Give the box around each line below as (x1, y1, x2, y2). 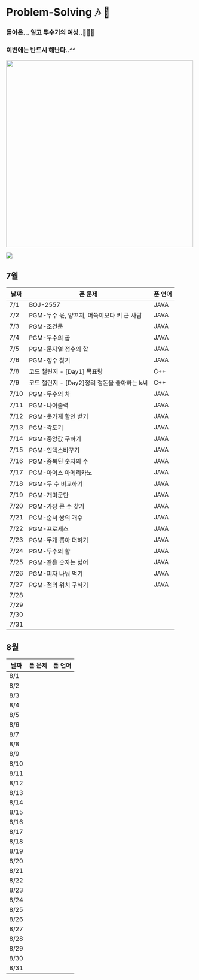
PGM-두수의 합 (29, 548, 71, 556)
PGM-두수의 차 (29, 390, 71, 398)
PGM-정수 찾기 (29, 356, 71, 365)
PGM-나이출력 (29, 401, 69, 410)
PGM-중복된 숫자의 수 (29, 458, 88, 466)
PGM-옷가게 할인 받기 (29, 413, 88, 421)
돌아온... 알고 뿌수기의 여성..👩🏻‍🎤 (6, 28, 95, 37)
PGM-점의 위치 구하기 (29, 581, 88, 589)
